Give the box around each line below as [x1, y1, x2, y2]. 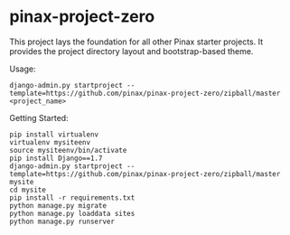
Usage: [9, 63, 36, 74]
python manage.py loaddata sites [9, 209, 136, 218]
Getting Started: [9, 112, 70, 123]
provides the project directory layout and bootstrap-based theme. [9, 45, 254, 56]
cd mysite [9, 185, 47, 194]
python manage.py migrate [9, 201, 107, 210]
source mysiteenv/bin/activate [9, 146, 127, 155]
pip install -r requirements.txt [9, 193, 136, 202]
